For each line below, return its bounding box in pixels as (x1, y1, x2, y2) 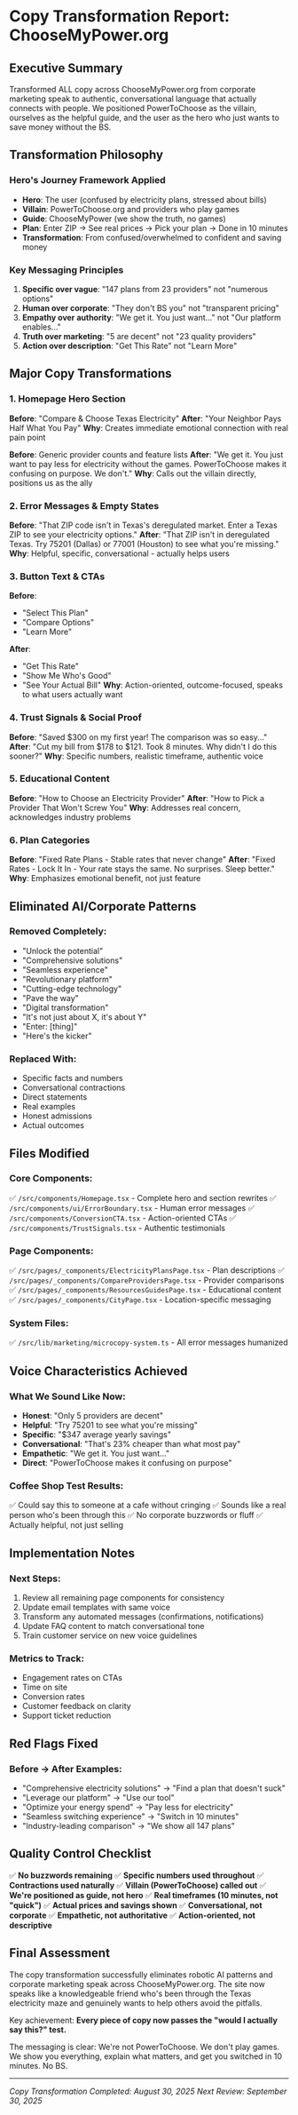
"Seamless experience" (21, 964, 108, 974)
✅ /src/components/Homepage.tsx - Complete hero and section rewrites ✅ (9, 1192, 277, 1203)
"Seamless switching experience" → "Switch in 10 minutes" (21, 1811, 239, 1822)
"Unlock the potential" (21, 945, 104, 956)
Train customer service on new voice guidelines (21, 1630, 198, 1641)
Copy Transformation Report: (9, 6, 231, 27)
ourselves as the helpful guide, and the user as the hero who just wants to (9, 113, 279, 123)
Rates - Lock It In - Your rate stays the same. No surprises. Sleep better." (9, 863, 275, 874)
